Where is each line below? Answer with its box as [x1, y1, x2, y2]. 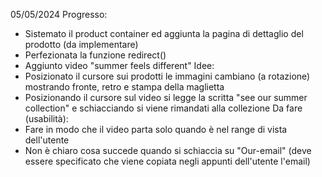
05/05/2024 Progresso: [10, 9, 108, 20]
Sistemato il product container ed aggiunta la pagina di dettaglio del [24, 28, 304, 39]
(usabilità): [24, 113, 69, 124]
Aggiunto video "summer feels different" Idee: [24, 60, 215, 71]
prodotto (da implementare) [24, 39, 139, 50]
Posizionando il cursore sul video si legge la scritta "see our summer [24, 92, 308, 103]
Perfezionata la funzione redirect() [24, 49, 167, 61]
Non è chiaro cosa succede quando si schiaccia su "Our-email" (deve [24, 145, 312, 156]
